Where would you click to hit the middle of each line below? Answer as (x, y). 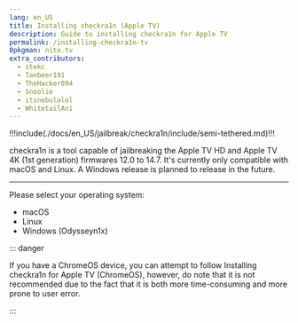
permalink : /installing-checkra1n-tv (79, 42)
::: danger (27, 248)
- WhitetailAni (45, 108)
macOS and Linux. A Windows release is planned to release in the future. (142, 169)
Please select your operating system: (77, 195)
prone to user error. (45, 294)
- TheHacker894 (45, 83)
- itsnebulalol (45, 100)
